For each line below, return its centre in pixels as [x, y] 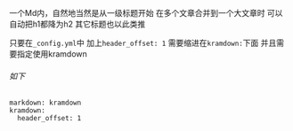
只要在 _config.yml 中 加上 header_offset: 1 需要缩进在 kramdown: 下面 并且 [143, 43]
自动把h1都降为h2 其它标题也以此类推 [77, 24]
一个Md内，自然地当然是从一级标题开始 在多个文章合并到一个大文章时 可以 [146, 13]
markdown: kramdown [45, 103]
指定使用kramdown [52, 54]
